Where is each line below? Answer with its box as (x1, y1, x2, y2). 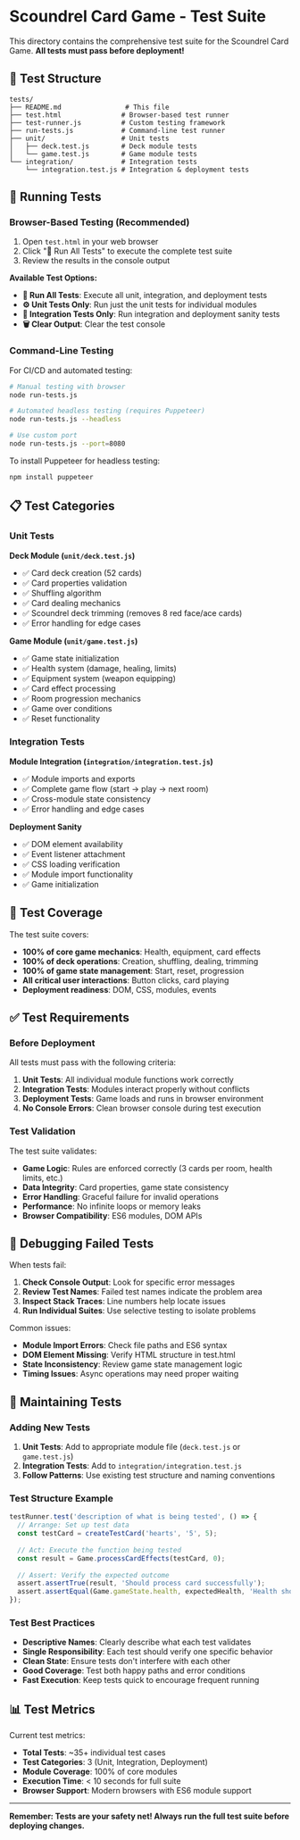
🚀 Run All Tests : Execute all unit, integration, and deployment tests (21, 290, 268, 301)
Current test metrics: (9, 1730, 86, 1741)
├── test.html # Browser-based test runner (9, 110, 229, 120)
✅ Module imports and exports (21, 773, 136, 784)
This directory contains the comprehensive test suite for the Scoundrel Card (9, 36, 289, 46)
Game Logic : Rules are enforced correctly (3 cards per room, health (21, 1162, 273, 1173)
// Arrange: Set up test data (17, 1520, 129, 1530)
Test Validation (9, 1125, 76, 1137)
